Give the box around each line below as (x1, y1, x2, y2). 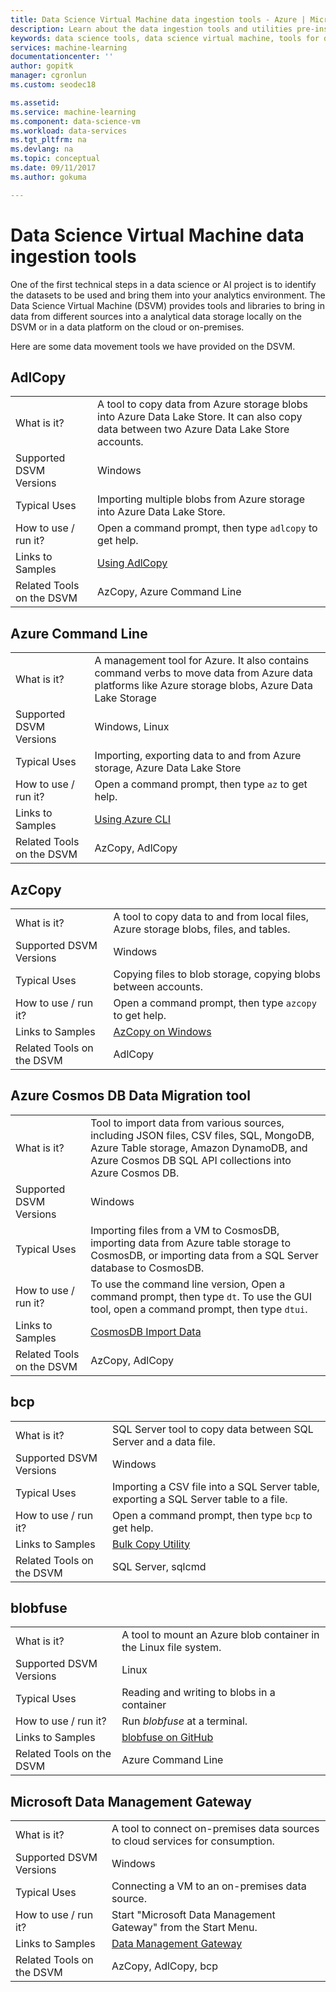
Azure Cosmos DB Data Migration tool (10, 1087, 251, 1105)
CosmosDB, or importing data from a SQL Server (90, 1248, 319, 1262)
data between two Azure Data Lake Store (97, 422, 290, 436)
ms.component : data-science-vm (10, 116, 141, 126)
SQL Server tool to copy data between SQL (112, 1422, 314, 1436)
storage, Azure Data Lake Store (94, 761, 242, 775)
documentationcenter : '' (10, 52, 114, 62)
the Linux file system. (121, 1641, 222, 1655)
